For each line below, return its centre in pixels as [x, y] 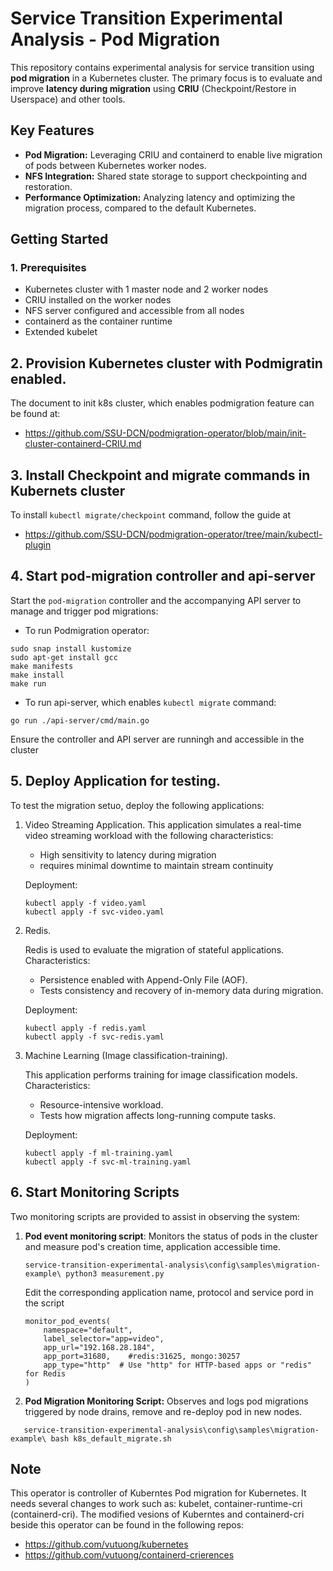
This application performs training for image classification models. [161, 1074]
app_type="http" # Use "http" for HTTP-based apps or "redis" [177, 1365]
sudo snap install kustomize [71, 648]
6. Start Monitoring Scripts [95, 1192]
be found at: [35, 414]
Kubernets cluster [68, 490]
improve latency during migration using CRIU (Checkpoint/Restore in [153, 88]
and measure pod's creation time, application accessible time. [152, 1246]
